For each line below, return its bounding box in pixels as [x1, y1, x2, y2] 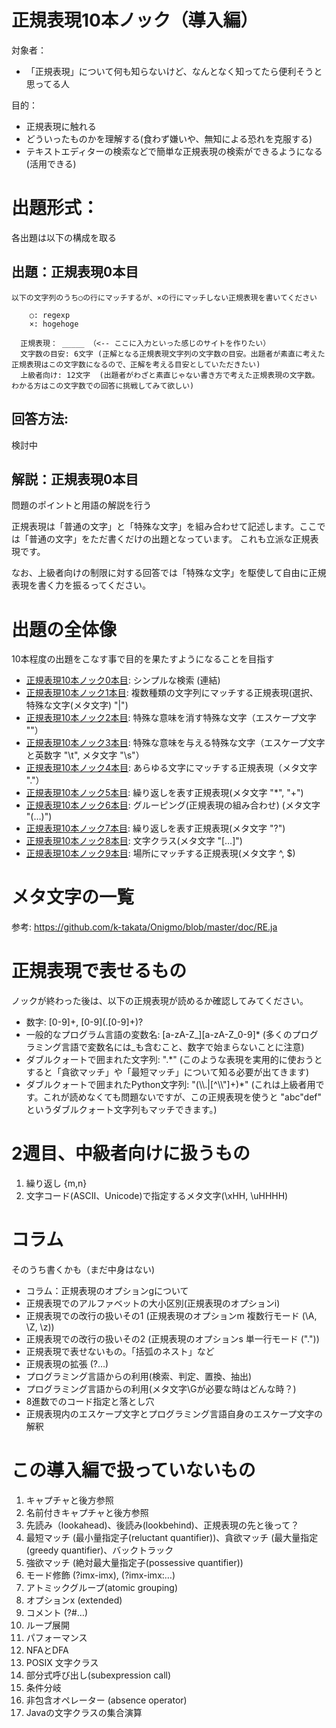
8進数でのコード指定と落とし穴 [25, 1396, 155, 1407]
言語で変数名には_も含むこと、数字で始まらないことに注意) [60, 1041, 305, 1053]
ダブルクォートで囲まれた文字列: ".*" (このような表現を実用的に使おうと [25, 1054, 323, 1066]
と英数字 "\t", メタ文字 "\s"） [25, 749, 145, 761]
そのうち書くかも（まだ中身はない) [11, 1264, 156, 1275]
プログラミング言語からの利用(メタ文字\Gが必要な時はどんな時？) [25, 1383, 297, 1395]
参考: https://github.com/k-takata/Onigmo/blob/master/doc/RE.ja [11, 921, 278, 933]
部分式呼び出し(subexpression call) [25, 1669, 172, 1681]
